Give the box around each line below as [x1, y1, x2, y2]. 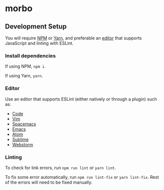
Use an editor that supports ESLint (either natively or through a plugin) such [5, 96, 157, 102]
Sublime [12, 137, 29, 142]
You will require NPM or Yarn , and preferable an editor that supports [5, 35, 142, 41]
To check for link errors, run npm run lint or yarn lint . [5, 165, 116, 171]
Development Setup [5, 22, 67, 31]
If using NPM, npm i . [5, 64, 46, 69]
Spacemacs [12, 121, 37, 127]
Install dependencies [5, 52, 56, 59]
